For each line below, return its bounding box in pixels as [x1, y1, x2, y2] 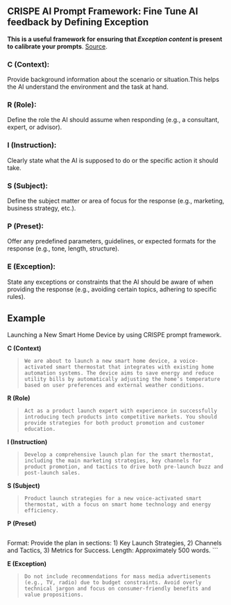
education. [24, 426, 56, 433]
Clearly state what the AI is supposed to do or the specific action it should [7, 156, 219, 164]
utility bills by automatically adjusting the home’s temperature [24, 376, 221, 383]
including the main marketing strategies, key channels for [24, 457, 202, 464]
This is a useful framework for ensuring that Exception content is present [7, 35, 223, 43]
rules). [7, 292, 26, 300]
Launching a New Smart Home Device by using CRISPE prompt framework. [7, 331, 222, 339]
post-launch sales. [24, 470, 81, 477]
